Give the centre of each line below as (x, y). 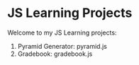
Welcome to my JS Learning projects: (62, 32)
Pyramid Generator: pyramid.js (62, 46)
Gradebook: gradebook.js (55, 54)
